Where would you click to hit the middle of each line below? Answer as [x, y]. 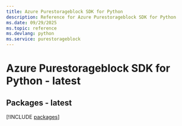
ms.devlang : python [30, 34]
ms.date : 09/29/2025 [32, 22]
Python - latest [44, 81]
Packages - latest [39, 103]
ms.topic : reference [32, 28]
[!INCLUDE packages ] [33, 117]
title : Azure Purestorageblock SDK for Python [65, 12]
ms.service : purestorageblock [44, 39]
